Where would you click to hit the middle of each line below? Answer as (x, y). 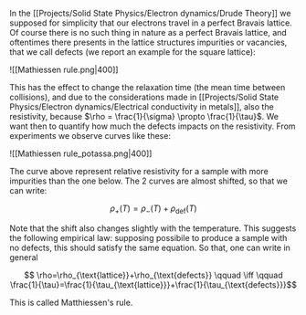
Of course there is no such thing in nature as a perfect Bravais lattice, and (148, 32)
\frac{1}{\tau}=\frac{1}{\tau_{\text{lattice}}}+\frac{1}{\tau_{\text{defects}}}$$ (153, 284)
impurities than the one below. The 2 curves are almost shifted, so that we (148, 181)
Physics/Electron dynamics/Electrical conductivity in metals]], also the (142, 107)
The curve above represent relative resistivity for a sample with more (139, 171)
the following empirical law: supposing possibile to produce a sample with (148, 237)
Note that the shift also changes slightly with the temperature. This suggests (153, 228)
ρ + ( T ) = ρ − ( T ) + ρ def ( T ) (153, 209)
